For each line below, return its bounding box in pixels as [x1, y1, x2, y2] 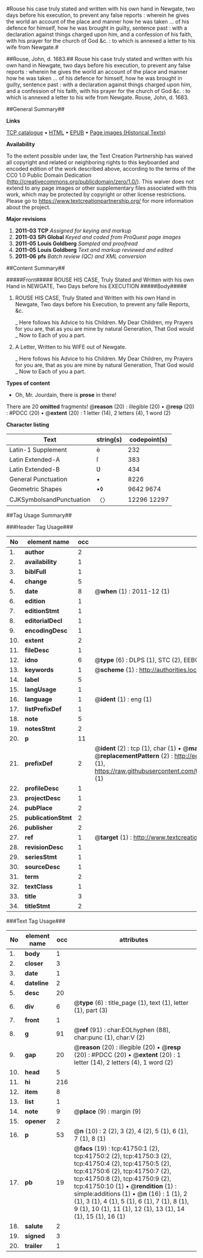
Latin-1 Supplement [9, 446, 68, 454]
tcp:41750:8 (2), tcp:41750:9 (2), [74, 1175, 172, 1183]
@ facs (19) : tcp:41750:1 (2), [74, 1144, 160, 1152]
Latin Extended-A [9, 455, 60, 464]
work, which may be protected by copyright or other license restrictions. [6, 191, 186, 198]
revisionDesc [25, 843, 63, 851]
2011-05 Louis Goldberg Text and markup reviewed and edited [14, 246, 173, 253]
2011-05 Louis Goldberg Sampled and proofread [14, 240, 138, 247]
